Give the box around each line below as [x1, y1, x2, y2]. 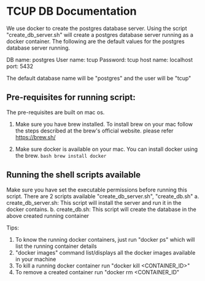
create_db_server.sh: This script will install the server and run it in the [6, 199, 182, 206]
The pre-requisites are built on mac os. [6, 109, 105, 116]
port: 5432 [6, 63, 34, 70]
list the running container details [15, 242, 97, 250]
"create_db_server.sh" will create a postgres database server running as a [6, 31, 193, 38]
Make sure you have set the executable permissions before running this [6, 186, 187, 193]
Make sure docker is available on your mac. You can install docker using [15, 145, 198, 153]
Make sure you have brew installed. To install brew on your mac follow [15, 120, 193, 128]
